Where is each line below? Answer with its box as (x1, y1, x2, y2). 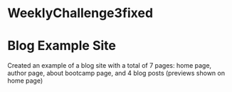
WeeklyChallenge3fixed (7, 5, 154, 21)
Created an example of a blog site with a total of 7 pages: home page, (7, 61, 212, 70)
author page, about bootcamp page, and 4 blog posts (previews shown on (7, 69, 226, 78)
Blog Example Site (7, 38, 116, 54)
